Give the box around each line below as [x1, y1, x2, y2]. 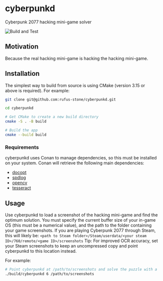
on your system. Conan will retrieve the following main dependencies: [5, 160, 145, 166]
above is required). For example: [5, 88, 70, 93]
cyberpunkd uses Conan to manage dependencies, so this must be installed [5, 155, 157, 161]
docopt [12, 170, 27, 176]
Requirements [5, 144, 39, 151]
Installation [5, 70, 40, 78]
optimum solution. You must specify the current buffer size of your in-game [5, 217, 156, 223]
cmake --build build [5, 132, 47, 137]
